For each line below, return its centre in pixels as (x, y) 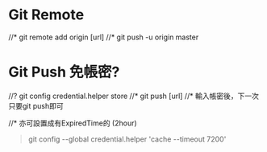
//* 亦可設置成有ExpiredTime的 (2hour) (73, 123)
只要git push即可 (36, 105)
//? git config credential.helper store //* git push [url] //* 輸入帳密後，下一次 (134, 96)
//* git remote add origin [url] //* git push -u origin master (104, 37)
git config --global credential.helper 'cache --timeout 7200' (127, 139)
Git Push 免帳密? (64, 72)
